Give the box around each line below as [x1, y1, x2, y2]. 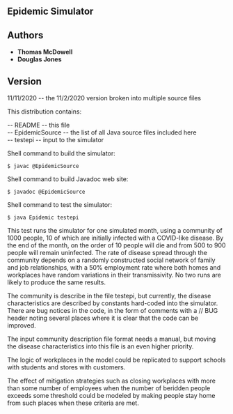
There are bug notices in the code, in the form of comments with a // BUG [7, 307, 218, 315]
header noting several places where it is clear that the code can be [7, 314, 199, 323]
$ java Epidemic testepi [7, 214, 79, 222]
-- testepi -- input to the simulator [7, 136, 104, 144]
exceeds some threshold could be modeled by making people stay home [7, 392, 216, 400]
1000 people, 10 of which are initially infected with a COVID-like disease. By [7, 233, 224, 243]
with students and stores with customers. [7, 363, 126, 371]
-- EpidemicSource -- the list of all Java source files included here [7, 128, 197, 137]
